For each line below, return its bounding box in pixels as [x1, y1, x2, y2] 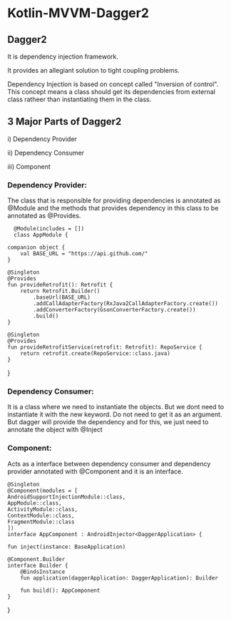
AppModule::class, [7, 499, 62, 507]
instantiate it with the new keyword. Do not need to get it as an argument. [7, 410, 222, 419]
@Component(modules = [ [7, 487, 78, 494]
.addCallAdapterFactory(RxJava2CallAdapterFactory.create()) [33, 300, 219, 307]
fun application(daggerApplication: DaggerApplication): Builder [20, 574, 219, 582]
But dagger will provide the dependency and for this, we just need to [7, 418, 209, 426]
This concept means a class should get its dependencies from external [7, 88, 216, 96]
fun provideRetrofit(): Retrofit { [7, 282, 113, 289]
